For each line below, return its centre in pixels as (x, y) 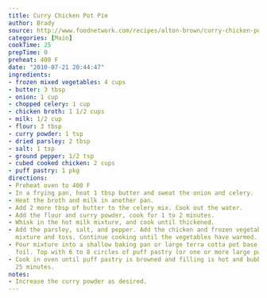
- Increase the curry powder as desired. (78, 282)
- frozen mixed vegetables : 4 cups (67, 82)
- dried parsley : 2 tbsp (49, 141)
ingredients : (30, 75)
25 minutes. (35, 267)
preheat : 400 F (33, 60)
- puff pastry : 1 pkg (44, 171)
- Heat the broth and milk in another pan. (81, 200)
